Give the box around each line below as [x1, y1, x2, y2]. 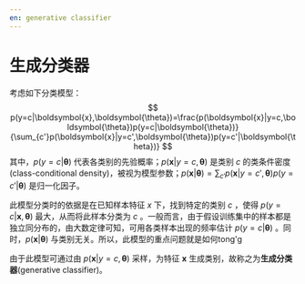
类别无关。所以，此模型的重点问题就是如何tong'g [58, 234, 243, 245]
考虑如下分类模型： [9, 87, 82, 98]
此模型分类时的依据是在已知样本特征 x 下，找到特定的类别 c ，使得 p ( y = [9, 199, 281, 210]
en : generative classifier [9, 13, 112, 23]
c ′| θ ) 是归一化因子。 [9, 180, 85, 191]
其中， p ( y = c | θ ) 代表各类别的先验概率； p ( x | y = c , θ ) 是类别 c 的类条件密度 [9, 156, 291, 167]
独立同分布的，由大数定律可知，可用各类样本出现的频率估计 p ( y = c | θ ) [9, 222, 273, 233]
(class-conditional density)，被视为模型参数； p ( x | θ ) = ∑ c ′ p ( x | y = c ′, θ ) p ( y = [9, 167, 294, 180]
